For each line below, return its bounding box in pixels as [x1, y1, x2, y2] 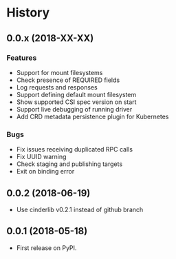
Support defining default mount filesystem [16, 90, 137, 99]
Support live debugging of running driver [16, 105, 133, 113]
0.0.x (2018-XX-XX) [6, 32, 94, 44]
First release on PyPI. [16, 243, 77, 252]
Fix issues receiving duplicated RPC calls [16, 145, 133, 154]
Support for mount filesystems [16, 68, 103, 76]
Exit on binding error [16, 167, 75, 176]
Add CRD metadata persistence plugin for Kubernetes [16, 112, 169, 121]
